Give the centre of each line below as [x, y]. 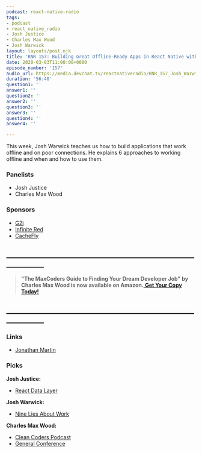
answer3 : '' [21, 113]
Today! [30, 291]
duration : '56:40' [29, 79]
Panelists [20, 175]
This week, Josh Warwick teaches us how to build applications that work [96, 146]
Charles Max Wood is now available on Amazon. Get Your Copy [101, 285]
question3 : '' [24, 107]
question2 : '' [24, 96]
